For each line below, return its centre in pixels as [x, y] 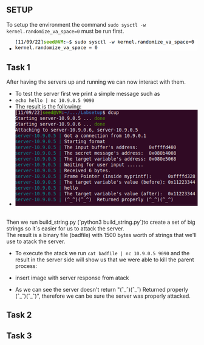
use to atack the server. [36, 241]
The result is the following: [48, 107]
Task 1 [18, 68]
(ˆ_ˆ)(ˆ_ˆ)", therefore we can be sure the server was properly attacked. [103, 296]
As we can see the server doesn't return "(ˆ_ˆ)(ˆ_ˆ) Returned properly [101, 290]
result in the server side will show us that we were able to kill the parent [104, 260]
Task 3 [19, 336]
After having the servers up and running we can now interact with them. [96, 82]
